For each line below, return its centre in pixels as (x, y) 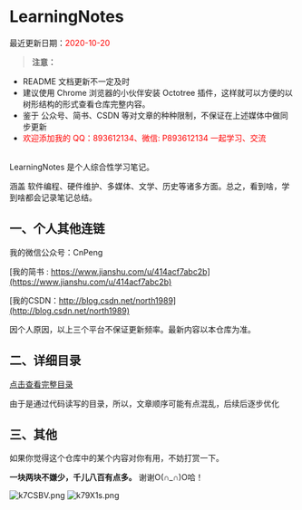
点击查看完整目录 (41, 384)
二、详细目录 (45, 361)
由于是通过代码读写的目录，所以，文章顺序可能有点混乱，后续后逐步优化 (144, 403)
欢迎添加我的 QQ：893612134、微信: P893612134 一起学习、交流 (144, 138)
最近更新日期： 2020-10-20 (60, 43)
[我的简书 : (29, 271)
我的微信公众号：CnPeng (56, 252)
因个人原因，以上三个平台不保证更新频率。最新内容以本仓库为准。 (132, 329)
